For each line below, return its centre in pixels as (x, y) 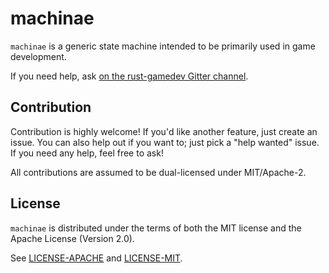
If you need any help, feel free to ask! (87, 153)
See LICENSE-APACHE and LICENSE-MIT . (96, 258)
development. (38, 56)
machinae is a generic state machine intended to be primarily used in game (163, 46)
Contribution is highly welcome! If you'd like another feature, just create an (164, 131)
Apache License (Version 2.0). (72, 238)
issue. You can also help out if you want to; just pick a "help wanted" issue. (165, 142)
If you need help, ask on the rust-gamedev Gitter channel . (129, 76)
